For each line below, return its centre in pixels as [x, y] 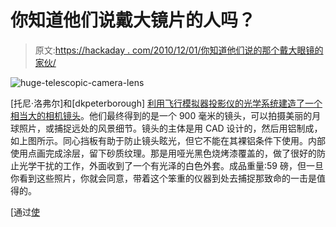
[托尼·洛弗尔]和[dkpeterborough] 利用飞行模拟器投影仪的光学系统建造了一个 [166, 103]
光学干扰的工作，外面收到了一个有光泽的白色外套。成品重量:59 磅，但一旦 [171, 165]
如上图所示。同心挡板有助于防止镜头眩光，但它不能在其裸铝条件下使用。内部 [168, 140]
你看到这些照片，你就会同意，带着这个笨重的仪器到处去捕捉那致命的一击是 [163, 178]
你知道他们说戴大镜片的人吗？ [133, 20]
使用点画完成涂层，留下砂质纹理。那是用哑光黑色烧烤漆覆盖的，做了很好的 [163, 153]
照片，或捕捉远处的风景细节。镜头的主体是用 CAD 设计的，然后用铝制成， [170, 128]
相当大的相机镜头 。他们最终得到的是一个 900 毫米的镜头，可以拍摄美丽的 [161, 115]
